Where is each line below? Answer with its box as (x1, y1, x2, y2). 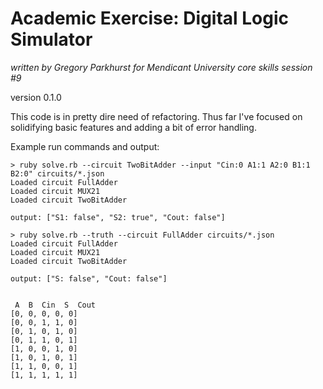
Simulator (10, 28, 93, 51)
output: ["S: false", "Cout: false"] (10, 273, 168, 284)
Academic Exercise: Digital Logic (10, 7, 290, 30)
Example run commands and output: (10, 140, 160, 152)
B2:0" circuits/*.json (10, 168, 105, 179)
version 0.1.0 (10, 91, 62, 103)
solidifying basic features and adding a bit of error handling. (10, 121, 257, 133)
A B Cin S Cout (14, 300, 97, 310)
